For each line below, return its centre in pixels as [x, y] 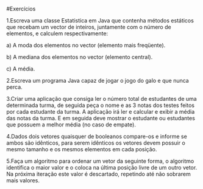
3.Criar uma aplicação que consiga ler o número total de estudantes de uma [101, 99]
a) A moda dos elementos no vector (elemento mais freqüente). [86, 45]
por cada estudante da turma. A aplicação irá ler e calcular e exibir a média [101, 112]
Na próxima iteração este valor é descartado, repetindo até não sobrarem [98, 174]
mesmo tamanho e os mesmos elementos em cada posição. [82, 149]
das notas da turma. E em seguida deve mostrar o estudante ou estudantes [101, 118]
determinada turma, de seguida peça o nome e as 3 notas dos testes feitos [101, 105]
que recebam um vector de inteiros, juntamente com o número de [89, 27]
